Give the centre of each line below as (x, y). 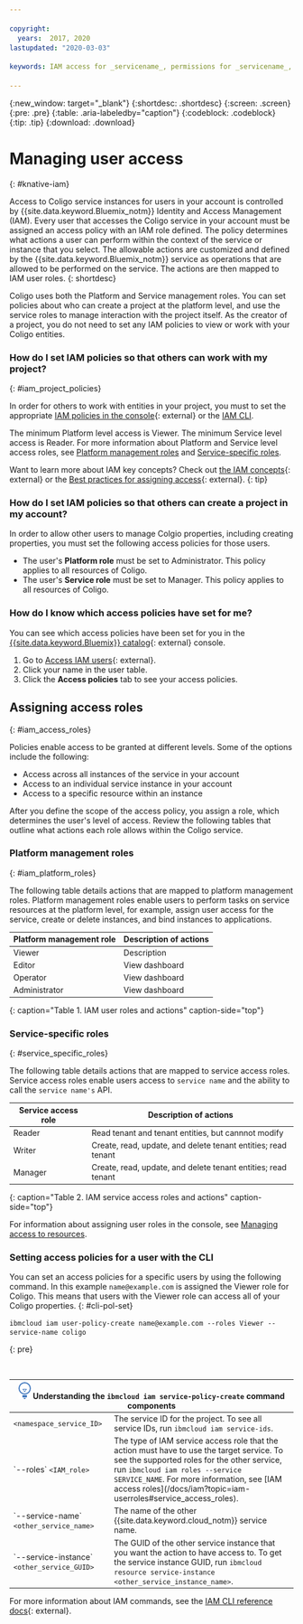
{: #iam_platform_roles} (53, 873)
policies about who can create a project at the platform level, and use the (145, 305)
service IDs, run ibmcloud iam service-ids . (193, 1428)
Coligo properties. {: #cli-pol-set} (71, 1306)
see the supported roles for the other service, (198, 1460)
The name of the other (155, 1511)
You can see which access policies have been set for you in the (127, 633)
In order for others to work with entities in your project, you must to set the (148, 406)
